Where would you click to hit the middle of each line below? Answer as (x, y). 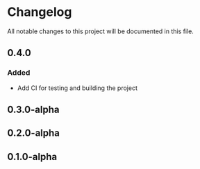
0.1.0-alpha (32, 157)
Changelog (40, 12)
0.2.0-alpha (34, 133)
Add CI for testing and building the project (77, 88)
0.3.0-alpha (33, 110)
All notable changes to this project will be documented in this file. (101, 31)
